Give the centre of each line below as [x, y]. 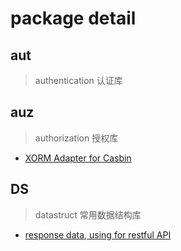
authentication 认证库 [78, 80]
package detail [73, 18]
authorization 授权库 [76, 138]
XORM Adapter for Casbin [78, 158]
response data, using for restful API [98, 234]
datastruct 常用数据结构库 [88, 214]
